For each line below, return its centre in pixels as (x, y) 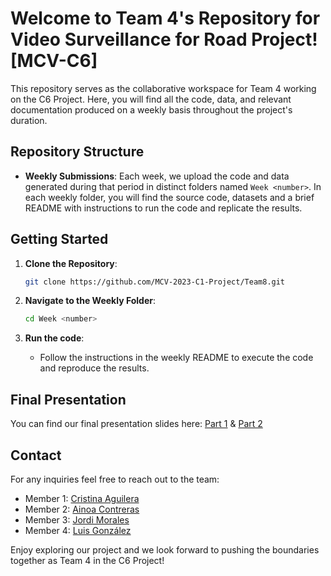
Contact (36, 455)
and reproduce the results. (94, 368)
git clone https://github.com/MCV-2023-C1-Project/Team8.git (155, 282)
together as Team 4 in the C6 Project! (87, 560)
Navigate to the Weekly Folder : (90, 301)
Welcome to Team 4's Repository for (165, 18)
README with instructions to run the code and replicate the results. (163, 208)
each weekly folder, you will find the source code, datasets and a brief (169, 197)
